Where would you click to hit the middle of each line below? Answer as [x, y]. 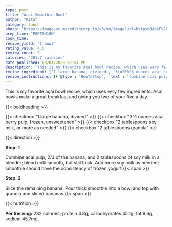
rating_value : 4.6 [25, 48]
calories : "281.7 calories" [35, 58]
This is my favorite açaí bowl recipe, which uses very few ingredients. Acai [84, 91]
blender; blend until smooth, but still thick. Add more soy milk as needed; [82, 162]
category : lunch [23, 24]
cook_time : [17, 39]
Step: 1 [13, 147]
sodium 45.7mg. [22, 219]
